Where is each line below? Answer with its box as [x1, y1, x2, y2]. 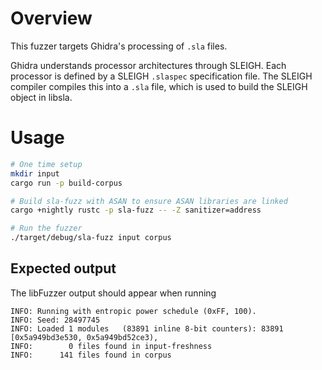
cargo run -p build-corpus [10, 178, 123, 188]
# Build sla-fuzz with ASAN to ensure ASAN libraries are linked [10, 196, 288, 206]
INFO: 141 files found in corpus [10, 350, 172, 360]
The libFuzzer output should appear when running [10, 287, 217, 299]
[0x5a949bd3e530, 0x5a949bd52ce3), [10, 332, 159, 342]
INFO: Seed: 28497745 [10, 315, 101, 325]
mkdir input [10, 168, 60, 179]
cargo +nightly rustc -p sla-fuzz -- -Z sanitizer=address [10, 205, 262, 216]
